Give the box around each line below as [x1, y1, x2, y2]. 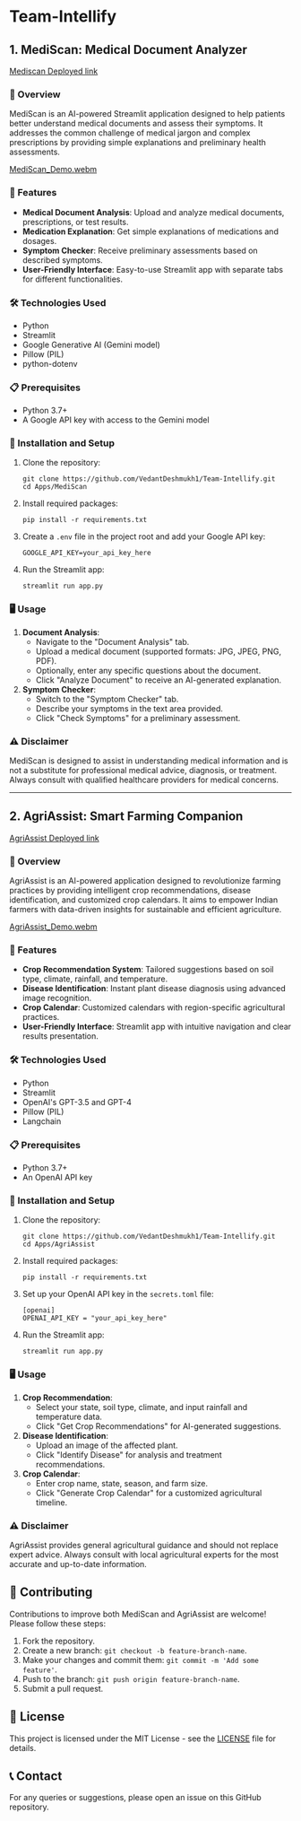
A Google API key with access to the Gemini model [21, 414, 210, 425]
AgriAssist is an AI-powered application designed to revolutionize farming [9, 876, 281, 886]
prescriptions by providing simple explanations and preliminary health [9, 137, 267, 148]
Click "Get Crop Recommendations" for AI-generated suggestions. [35, 1420, 282, 1432]
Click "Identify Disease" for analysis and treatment [35, 1449, 222, 1459]
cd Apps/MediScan [21, 483, 88, 492]
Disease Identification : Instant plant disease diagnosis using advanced [21, 983, 287, 994]
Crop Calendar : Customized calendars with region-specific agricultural [21, 1002, 286, 1013]
